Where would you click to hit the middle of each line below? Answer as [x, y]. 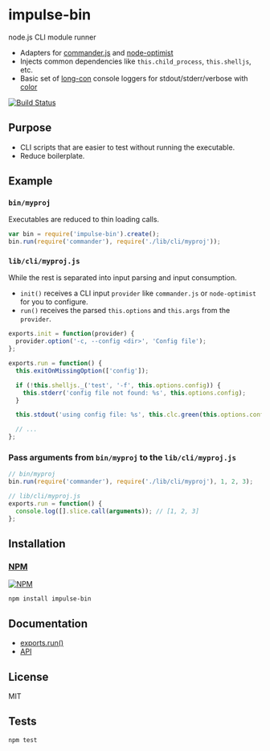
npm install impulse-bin [50, 599]
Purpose [30, 128]
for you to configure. [54, 302]
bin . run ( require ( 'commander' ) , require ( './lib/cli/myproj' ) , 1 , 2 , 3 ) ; [131, 482]
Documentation [48, 623]
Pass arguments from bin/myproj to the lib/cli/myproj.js [123, 458]
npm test [23, 740]
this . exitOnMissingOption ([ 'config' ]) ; [82, 371]
